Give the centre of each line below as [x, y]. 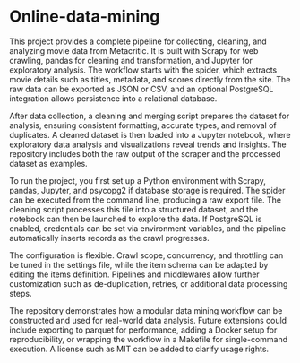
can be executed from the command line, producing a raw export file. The [146, 200]
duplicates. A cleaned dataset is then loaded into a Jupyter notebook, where [150, 134]
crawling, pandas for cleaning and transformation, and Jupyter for [131, 60]
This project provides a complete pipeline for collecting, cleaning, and [138, 41]
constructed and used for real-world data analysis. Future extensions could [148, 320]
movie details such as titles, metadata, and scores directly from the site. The [150, 79]
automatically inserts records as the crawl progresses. [109, 238]
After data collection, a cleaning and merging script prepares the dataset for [150, 116]
